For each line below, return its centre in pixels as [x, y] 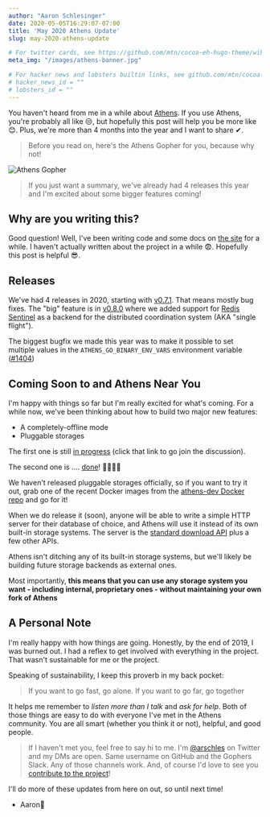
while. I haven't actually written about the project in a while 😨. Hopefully [128, 247]
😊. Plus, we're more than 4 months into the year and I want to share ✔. [126, 130]
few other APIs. [34, 541]
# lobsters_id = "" [41, 89]
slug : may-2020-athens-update [59, 38]
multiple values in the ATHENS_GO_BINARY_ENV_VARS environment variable [125, 350]
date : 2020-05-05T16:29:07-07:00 [64, 23]
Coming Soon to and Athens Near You [104, 384]
